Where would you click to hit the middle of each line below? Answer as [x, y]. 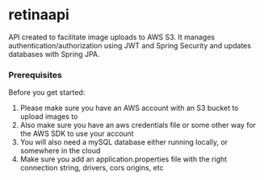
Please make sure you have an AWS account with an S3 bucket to [129, 108]
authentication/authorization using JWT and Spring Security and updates [130, 45]
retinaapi [39, 15]
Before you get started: [47, 92]
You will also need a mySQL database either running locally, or [124, 142]
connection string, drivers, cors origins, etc [92, 168]
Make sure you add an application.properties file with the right [124, 159]
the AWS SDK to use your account [77, 133]
